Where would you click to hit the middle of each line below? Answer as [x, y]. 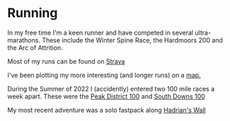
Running [33, 13]
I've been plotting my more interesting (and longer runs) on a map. [104, 75]
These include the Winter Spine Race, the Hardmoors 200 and [132, 40]
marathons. [24, 40]
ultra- [202, 33]
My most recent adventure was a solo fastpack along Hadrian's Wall [107, 110]
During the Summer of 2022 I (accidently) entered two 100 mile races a [111, 88]
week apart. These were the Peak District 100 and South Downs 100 [106, 96]
